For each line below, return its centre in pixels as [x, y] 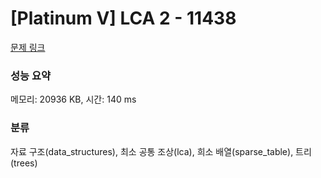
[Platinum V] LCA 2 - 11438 [123, 18]
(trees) [24, 163]
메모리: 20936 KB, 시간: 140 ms [73, 99]
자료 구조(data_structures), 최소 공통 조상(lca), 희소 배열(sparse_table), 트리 [161, 151]
